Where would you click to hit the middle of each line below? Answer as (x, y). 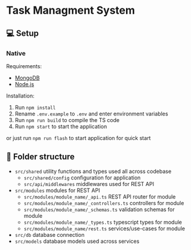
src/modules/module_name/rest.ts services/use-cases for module (104, 228)
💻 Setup (22, 33)
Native (16, 53)
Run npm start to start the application (61, 126)
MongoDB (27, 78)
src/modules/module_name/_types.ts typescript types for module (103, 222)
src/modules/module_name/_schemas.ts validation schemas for (99, 209)
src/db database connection (50, 234)
